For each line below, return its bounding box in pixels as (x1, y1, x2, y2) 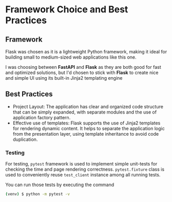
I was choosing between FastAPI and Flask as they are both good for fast (5, 64, 161, 70)
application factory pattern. (12, 114, 71, 120)
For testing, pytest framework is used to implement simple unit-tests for (5, 161, 158, 167)
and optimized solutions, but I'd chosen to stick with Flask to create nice (5, 69, 159, 76)
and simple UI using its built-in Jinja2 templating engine (5, 75, 123, 81)
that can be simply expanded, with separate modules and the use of (12, 109, 157, 115)
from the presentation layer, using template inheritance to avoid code (12, 131, 159, 137)
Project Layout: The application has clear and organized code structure (12, 103, 163, 109)
